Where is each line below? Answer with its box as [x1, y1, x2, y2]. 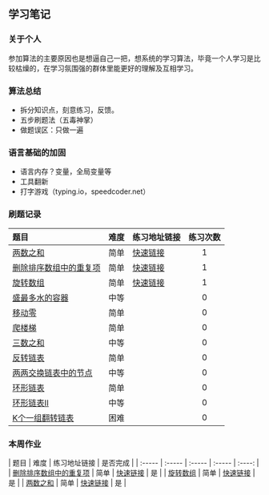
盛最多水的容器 [12, 292, 70, 303]
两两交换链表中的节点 [12, 367, 94, 378]
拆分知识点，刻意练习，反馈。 [19, 105, 118, 115]
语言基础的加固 [8, 147, 66, 158]
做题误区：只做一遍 [19, 125, 84, 135]
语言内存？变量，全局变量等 [19, 167, 112, 176]
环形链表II [12, 397, 50, 408]
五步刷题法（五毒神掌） [19, 115, 98, 124]
